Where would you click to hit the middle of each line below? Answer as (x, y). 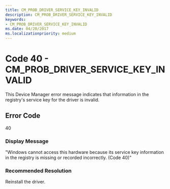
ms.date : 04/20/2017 (27, 29)
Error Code (23, 116)
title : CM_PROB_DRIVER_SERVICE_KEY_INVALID (52, 10)
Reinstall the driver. (25, 182)
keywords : (16, 19)
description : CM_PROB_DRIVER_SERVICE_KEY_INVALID (59, 15)
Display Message (27, 141)
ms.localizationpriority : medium (41, 34)
